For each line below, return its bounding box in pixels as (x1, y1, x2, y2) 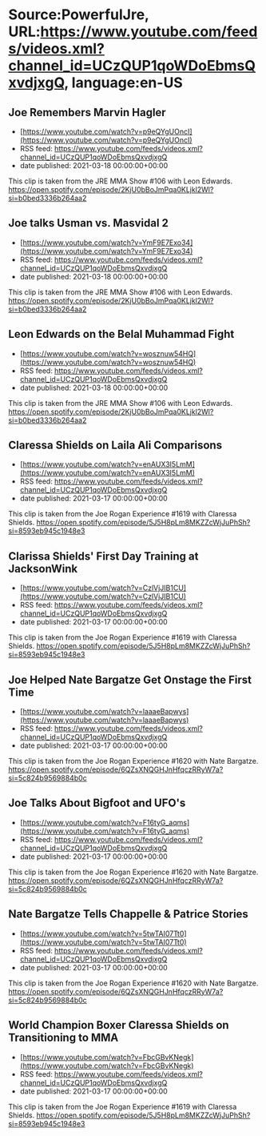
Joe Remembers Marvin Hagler (8, 106, 166, 119)
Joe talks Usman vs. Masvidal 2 (8, 216, 169, 230)
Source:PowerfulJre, (8, 6, 149, 24)
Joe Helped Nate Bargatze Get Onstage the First (8, 672, 252, 686)
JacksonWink (8, 562, 78, 576)
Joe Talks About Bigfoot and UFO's (8, 797, 186, 810)
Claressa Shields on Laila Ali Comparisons (8, 439, 222, 452)
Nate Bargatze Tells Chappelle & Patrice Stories (8, 907, 249, 921)
